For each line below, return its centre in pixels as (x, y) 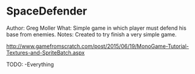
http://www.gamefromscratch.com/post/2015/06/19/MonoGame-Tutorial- (98, 46)
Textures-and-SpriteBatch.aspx (45, 52)
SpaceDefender (47, 11)
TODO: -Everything (30, 64)
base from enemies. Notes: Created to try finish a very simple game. (91, 34)
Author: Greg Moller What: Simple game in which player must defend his (96, 28)
